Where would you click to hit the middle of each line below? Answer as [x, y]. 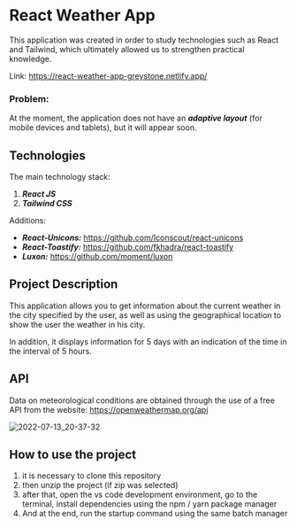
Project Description [64, 284]
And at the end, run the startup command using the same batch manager [155, 514]
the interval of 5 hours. [51, 351]
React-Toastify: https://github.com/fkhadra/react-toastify [128, 247]
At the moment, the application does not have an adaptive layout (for [136, 118]
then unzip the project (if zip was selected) [100, 485]
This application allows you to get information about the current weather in [145, 306]
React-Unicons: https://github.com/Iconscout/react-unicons [133, 238]
